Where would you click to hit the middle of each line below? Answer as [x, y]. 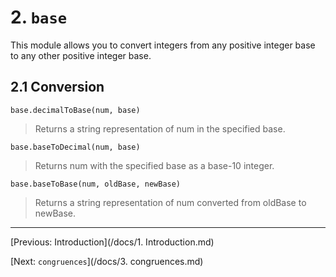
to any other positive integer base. [81, 55]
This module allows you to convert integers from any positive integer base [163, 45]
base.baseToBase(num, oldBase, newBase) [96, 184]
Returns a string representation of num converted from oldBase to [170, 202]
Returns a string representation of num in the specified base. [160, 128]
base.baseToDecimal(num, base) [75, 147]
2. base [39, 17]
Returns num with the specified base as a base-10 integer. [154, 165]
